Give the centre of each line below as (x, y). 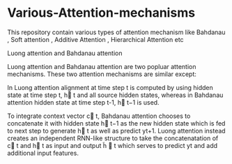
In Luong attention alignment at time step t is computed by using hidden (110, 87)
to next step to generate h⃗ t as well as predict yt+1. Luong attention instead (116, 131)
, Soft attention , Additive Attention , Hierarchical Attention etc (95, 39)
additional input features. (43, 153)
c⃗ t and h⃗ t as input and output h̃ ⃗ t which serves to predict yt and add (113, 145)
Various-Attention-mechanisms (101, 13)
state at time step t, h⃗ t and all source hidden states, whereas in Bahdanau (115, 95)
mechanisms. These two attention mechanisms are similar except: (102, 74)
